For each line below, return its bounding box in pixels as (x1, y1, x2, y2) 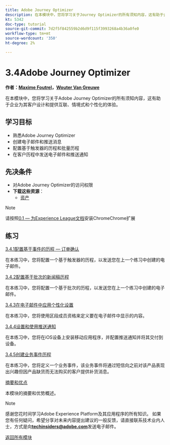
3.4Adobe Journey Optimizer (5, 67, 131, 78)
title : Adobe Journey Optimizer (5, 7, 73, 13)
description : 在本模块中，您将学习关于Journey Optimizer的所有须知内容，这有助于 (5, 12, 164, 17)
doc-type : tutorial (5, 21, 47, 27)
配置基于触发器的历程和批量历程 (12, 145, 79, 151)
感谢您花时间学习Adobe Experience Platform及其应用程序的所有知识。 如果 (5, 411, 161, 417)
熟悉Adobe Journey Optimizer (12, 132, 76, 138)
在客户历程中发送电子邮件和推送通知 (12, 151, 89, 157)
